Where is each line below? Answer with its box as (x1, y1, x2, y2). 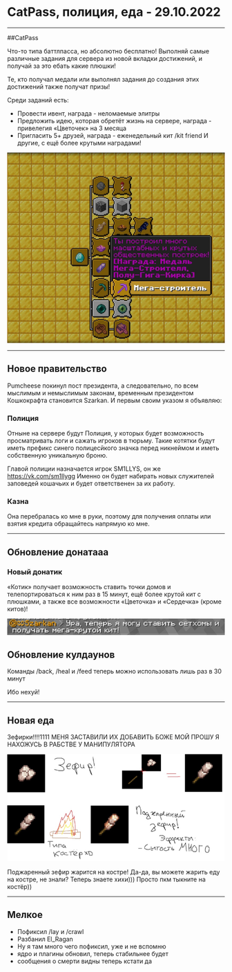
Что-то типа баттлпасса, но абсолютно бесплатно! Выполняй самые (7, 46, 209, 55)
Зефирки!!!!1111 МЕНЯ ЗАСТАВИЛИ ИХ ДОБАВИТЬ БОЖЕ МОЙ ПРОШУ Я (7, 733, 220, 741)
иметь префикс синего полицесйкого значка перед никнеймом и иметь (7, 444, 220, 452)
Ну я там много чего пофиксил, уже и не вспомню (17, 942, 166, 951)
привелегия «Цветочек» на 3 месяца (17, 124, 126, 132)
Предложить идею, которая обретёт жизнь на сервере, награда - (17, 116, 212, 125)
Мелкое (7, 909, 43, 921)
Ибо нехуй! (7, 688, 40, 696)
